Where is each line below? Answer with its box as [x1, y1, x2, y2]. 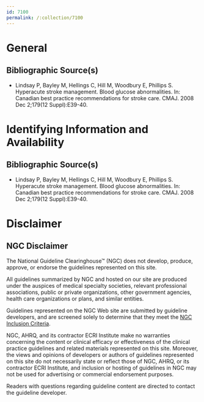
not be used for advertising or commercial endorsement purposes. [6, 370, 174, 378]
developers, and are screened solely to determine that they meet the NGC [6, 313, 192, 321]
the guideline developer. [6, 389, 67, 396]
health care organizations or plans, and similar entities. [6, 294, 144, 302]
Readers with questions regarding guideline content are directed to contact [6, 382, 195, 390]
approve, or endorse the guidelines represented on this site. [6, 263, 157, 271]
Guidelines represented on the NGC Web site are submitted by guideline [6, 307, 188, 314]
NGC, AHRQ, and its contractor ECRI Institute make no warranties [6, 331, 170, 339]
